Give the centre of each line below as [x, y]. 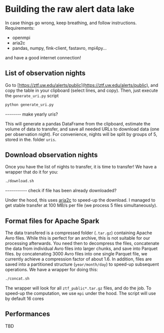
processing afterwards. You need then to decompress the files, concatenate [82, 244]
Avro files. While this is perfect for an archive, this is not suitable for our [78, 238]
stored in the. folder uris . [31, 139]
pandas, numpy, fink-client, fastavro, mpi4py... [59, 48]
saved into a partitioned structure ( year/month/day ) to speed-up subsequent [82, 264]
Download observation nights [51, 155]
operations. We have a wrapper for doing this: [52, 270]
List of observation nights [45, 73]
